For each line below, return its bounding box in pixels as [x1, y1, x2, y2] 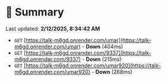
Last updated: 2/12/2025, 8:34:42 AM [5, 25, 100, 32]
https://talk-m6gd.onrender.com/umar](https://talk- [26, 36, 152, 43]
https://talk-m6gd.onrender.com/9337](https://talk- [26, 49, 152, 56]
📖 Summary [5, 5, 64, 19]
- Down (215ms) [81, 55, 122, 63]
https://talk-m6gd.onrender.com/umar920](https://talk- [26, 62, 161, 69]
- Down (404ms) [81, 43, 123, 50]
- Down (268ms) [91, 68, 133, 75]
